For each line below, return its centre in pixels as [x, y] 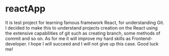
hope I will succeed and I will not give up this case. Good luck [95, 43]
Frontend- [142, 38]
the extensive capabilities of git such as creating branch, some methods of [83, 33]
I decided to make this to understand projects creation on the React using [81, 27]
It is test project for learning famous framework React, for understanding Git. [85, 22]
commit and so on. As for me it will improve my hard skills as [68, 38]
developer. [16, 43]
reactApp [25, 9]
